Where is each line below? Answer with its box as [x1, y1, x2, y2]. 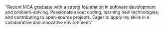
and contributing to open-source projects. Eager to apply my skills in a [5, 14, 150, 20]
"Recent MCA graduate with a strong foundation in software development [5, 4, 156, 10]
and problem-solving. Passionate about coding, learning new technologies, [5, 9, 160, 15]
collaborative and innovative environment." [5, 19, 93, 25]
